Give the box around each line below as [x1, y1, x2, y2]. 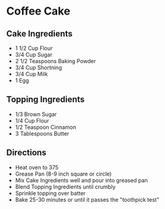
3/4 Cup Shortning [15, 64, 62, 71]
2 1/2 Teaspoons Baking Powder [15, 58, 96, 64]
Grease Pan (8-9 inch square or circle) [15, 170, 112, 177]
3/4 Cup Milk [15, 70, 48, 77]
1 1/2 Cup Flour [15, 44, 53, 52]
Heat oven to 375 [15, 163, 59, 171]
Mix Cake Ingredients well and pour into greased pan [15, 176, 148, 183]
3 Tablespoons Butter [15, 129, 69, 137]
